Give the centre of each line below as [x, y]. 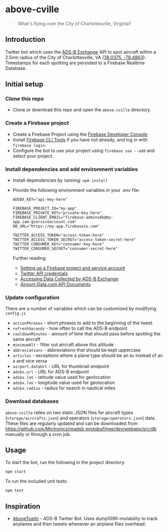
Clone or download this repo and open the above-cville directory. [82, 110]
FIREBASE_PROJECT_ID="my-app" [45, 209]
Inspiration [23, 506]
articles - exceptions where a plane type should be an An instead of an [88, 355]
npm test [15, 491]
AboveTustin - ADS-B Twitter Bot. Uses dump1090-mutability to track [85, 519]
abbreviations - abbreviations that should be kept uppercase [77, 350]
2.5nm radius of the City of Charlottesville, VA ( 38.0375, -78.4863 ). [76, 57]
